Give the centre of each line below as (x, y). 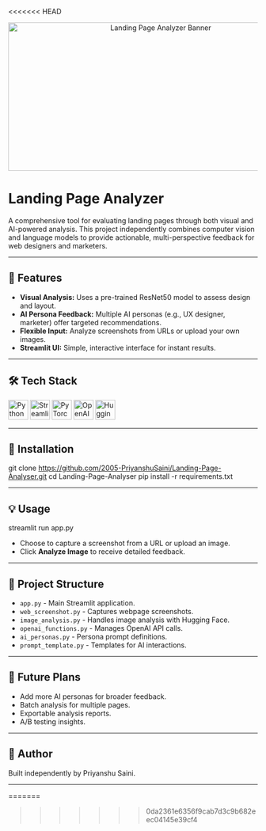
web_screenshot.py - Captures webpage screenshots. (106, 611)
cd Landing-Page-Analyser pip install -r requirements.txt (141, 476)
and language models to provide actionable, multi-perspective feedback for (131, 237)
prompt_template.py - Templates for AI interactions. (103, 645)
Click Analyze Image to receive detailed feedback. (103, 552)
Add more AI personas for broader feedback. (93, 696)
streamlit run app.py (41, 528)
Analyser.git (28, 476)
